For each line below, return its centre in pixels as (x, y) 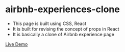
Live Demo (17, 44)
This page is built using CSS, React (49, 23)
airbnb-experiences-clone (62, 9)
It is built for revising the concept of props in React (66, 29)
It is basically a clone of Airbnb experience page (64, 34)
